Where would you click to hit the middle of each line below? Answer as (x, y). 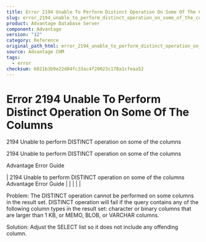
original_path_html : (33, 46)
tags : (13, 57)
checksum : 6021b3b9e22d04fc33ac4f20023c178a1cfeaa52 (75, 69)
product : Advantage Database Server (53, 23)
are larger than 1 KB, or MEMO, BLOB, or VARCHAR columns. (83, 215)
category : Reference (33, 40)
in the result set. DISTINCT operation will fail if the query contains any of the (103, 202)
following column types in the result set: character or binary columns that (99, 209)
